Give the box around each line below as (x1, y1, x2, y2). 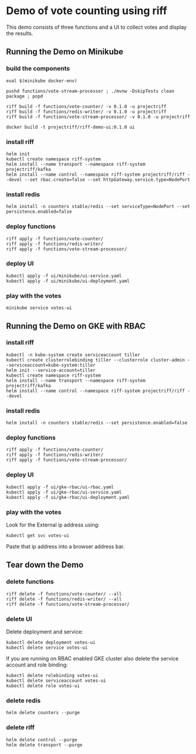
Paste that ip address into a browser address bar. (6, 542, 125, 550)
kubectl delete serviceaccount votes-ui (6, 678, 107, 683)
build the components (6, 65, 70, 73)
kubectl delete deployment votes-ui (6, 639, 96, 645)
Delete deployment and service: (6, 628, 83, 635)
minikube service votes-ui (6, 305, 72, 311)
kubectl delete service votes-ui (6, 645, 88, 651)
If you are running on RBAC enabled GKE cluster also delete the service (6, 655, 179, 662)
